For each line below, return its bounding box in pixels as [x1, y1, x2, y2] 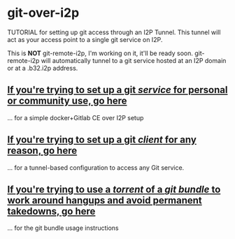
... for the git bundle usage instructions [7, 224, 119, 232]
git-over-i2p [7, 5, 80, 21]
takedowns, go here [7, 205, 96, 217]
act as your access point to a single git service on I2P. [7, 35, 163, 43]
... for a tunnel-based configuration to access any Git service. [7, 163, 185, 172]
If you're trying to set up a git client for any [7, 134, 197, 146]
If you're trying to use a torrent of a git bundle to [7, 183, 221, 195]
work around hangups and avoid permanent [7, 194, 203, 206]
